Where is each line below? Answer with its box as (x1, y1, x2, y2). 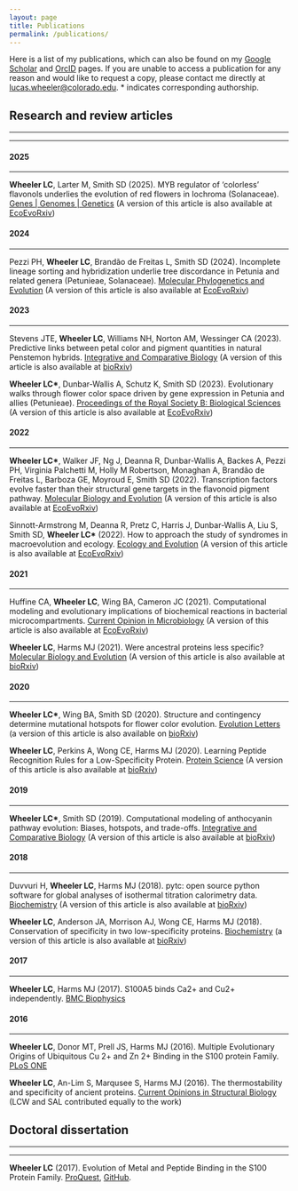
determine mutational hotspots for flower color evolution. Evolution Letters (9, 719, 281, 730)
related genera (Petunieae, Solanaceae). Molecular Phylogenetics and (9, 275, 265, 285)
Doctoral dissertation (9, 1122, 129, 1138)
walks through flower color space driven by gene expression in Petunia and (9, 388, 286, 398)
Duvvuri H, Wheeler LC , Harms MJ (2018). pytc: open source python (9, 880, 260, 891)
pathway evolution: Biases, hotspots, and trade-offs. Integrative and (9, 822, 257, 833)
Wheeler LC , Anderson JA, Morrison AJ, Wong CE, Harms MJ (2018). (9, 916, 263, 927)
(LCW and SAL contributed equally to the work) (9, 1097, 182, 1107)
